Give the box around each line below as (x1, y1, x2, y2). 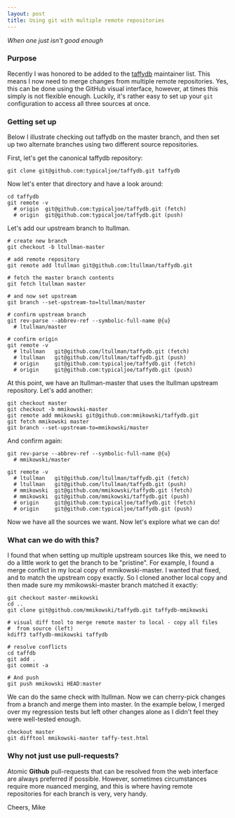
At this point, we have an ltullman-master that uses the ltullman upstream (7, 379, 219, 387)
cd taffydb (7, 194, 39, 201)
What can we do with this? (7, 535, 100, 545)
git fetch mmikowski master (7, 418, 90, 425)
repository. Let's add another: (7, 387, 93, 395)
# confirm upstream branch (7, 311, 86, 319)
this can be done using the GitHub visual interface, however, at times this (7, 84, 219, 93)
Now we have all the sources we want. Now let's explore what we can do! (7, 518, 220, 526)
